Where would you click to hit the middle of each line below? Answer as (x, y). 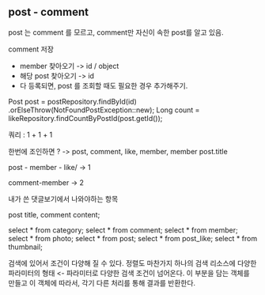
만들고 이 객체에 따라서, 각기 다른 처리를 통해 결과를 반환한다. (102, 282)
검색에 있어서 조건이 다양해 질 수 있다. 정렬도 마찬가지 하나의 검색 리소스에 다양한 (132, 263)
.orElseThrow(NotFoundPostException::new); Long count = (104, 110)
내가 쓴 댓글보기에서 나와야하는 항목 (63, 199)
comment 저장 (31, 49)
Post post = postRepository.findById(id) (72, 101)
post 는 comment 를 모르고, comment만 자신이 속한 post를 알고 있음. (116, 32)
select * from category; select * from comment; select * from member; (123, 230)
